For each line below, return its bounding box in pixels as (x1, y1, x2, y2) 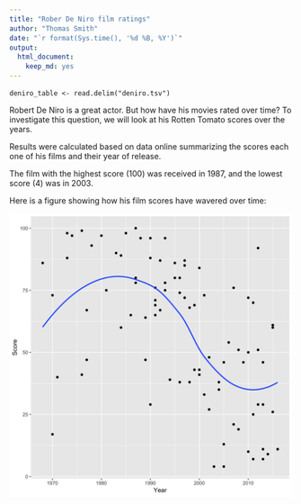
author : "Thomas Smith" (9, 23, 99, 33)
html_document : (17, 52, 75, 62)
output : (9, 43, 39, 52)
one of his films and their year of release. (9, 151, 162, 161)
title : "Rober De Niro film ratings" (9, 14, 151, 23)
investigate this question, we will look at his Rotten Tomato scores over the (9, 114, 286, 125)
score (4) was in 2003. (9, 178, 93, 188)
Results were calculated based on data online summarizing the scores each (9, 141, 289, 152)
